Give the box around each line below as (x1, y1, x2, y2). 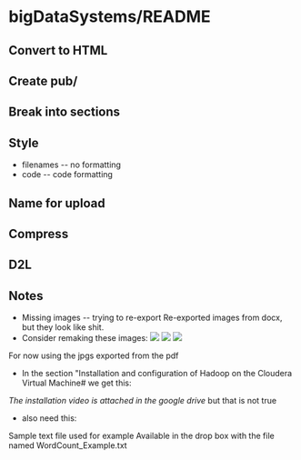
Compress (8, 225, 69, 242)
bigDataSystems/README (8, 6, 211, 27)
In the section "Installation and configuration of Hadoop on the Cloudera (21, 368, 293, 379)
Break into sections (8, 105, 120, 120)
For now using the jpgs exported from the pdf (8, 350, 179, 361)
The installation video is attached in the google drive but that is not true (8, 395, 277, 406)
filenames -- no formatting (21, 159, 122, 170)
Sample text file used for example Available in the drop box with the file (8, 430, 275, 442)
